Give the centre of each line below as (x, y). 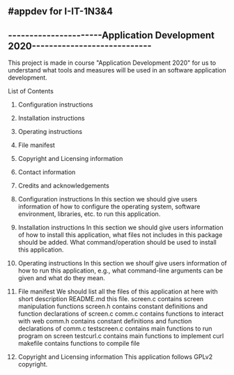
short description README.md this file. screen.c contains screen (111, 299)
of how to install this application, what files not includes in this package (120, 235)
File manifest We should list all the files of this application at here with (118, 291)
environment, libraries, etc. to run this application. (89, 214)
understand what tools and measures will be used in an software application (117, 70)
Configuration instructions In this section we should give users (108, 199)
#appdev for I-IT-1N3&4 (61, 12)
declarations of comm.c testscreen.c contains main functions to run (115, 329)
